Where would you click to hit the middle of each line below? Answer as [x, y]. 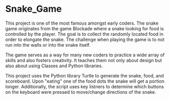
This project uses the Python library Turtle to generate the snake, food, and [84, 75]
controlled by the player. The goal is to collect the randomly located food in [84, 34]
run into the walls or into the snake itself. [48, 45]
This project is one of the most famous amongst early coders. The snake [82, 23]
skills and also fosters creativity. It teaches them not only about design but [84, 60]
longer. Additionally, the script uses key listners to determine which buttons [85, 86]
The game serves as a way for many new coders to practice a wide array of [85, 55]
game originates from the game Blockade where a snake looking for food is [84, 28]
